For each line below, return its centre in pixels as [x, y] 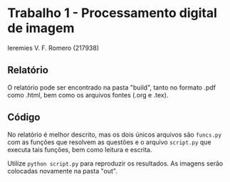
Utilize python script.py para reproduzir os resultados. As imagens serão [115, 163]
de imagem [41, 28]
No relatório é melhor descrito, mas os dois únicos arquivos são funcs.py [115, 134]
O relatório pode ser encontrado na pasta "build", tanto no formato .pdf [111, 87]
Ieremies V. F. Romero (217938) [53, 48]
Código [24, 118]
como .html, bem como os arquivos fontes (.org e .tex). [88, 95]
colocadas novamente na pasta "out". [62, 171]
